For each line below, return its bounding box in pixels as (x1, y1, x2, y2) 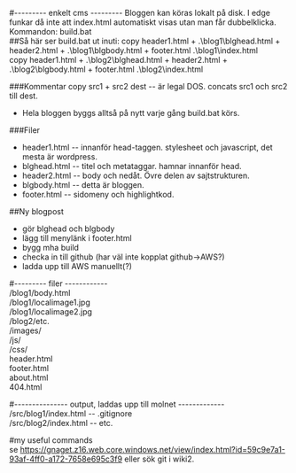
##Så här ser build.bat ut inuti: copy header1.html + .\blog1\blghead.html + (9, 35, 281, 46)
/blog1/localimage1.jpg (9, 297, 90, 307)
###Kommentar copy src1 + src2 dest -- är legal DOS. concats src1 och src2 (9, 81, 288, 91)
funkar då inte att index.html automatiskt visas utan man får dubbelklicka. (9, 17, 277, 27)
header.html (9, 353, 53, 364)
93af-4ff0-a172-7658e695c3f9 (9, 454, 122, 464)
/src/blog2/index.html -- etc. (9, 418, 113, 428)
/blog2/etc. (9, 316, 51, 326)
